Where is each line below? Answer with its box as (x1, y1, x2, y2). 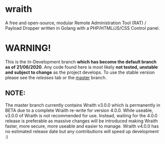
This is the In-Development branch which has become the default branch (5, 58, 157, 65)
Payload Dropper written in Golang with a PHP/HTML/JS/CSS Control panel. (5, 25, 160, 31)
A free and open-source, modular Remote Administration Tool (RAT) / (5, 20, 146, 26)
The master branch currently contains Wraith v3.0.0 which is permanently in (5, 102, 161, 108)
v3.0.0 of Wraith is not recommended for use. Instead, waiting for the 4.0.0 (5, 112, 158, 118)
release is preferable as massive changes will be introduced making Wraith (5, 118, 158, 124)
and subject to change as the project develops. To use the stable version (5, 69, 155, 75)
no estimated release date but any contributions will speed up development (5, 128, 159, 134)
